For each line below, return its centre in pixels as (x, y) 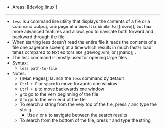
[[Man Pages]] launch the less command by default (72, 78)
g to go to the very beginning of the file (59, 94)
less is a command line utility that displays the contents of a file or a (81, 21)
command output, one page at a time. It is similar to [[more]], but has (82, 26)
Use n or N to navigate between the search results (77, 115)
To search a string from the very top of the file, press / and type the (88, 104)
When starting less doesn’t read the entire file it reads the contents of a (84, 42)
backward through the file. (39, 37)
